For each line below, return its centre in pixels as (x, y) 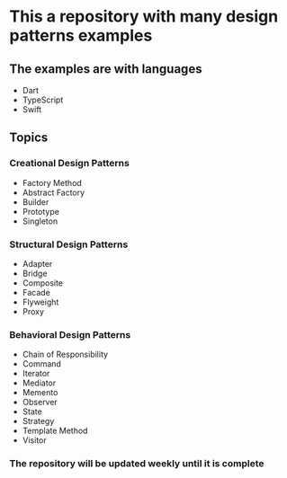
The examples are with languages (106, 69)
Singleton (40, 221)
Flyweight (40, 302)
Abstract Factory (54, 192)
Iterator (36, 374)
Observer (40, 403)
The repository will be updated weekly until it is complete (137, 464)
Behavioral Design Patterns (70, 334)
